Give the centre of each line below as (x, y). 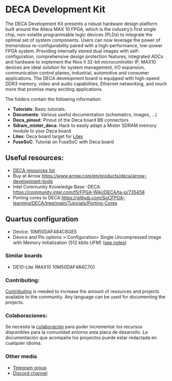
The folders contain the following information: (53, 99)
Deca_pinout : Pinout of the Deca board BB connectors (71, 120)
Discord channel (30, 373)
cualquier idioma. (24, 343)
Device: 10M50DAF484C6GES (45, 232)
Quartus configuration (42, 219)
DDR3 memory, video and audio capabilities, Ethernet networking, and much (86, 84)
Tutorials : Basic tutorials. (39, 109)
